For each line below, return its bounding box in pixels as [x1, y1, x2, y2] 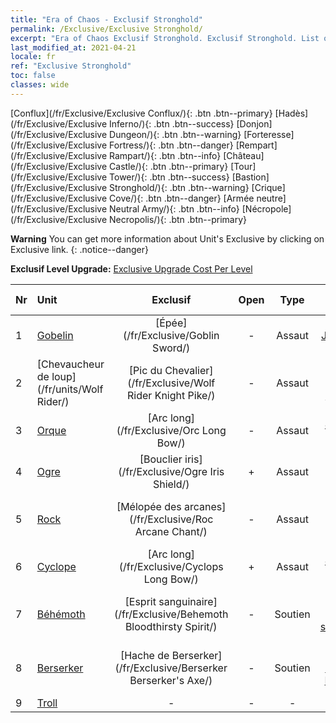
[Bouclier [139, 452, 183, 466]
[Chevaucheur [36, 357, 105, 371]
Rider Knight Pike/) [127, 388, 216, 402]
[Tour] [230, 160, 257, 172]
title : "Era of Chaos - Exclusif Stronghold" [10, 14, 203, 25]
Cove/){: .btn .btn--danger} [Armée [109, 192, 255, 204]
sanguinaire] [158, 594, 218, 608]
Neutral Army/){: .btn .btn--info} [109, 202, 240, 215]
